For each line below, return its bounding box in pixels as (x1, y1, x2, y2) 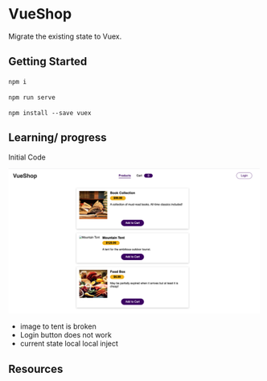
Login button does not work (19, 330, 113, 340)
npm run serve (8, 93, 56, 101)
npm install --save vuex (8, 109, 92, 117)
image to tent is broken (19, 321, 97, 331)
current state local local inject (19, 339, 119, 349)
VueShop (8, 5, 72, 23)
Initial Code (8, 152, 46, 162)
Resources (8, 362, 64, 375)
